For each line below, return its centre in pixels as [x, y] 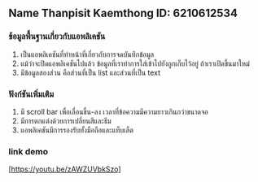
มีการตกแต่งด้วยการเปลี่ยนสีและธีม [66, 120]
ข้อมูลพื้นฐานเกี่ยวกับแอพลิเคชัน [57, 37]
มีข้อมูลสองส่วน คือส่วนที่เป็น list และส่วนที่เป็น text [90, 72]
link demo [28, 151]
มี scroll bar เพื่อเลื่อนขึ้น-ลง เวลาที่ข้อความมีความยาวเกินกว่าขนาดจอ [114, 111]
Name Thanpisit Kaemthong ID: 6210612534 [123, 13]
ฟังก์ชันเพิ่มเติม [31, 94]
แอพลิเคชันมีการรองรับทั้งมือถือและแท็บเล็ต [77, 130]
